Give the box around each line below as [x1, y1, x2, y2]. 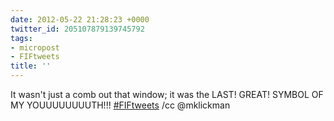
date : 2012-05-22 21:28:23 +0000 [10, 14, 150, 25]
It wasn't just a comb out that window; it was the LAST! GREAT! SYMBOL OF [10, 89, 324, 100]
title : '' [10, 61, 52, 71]
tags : [10, 33, 33, 43]
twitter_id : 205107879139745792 [10, 24, 145, 34]
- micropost [10, 42, 60, 53]
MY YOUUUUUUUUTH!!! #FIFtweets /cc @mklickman [10, 99, 231, 111]
